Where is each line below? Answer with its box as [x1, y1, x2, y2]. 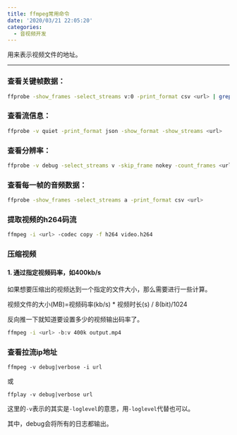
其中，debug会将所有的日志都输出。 [7, 419, 113, 428]
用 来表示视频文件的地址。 [7, 50, 82, 59]
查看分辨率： [7, 146, 51, 156]
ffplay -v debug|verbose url [7, 391, 93, 398]
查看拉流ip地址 [7, 347, 58, 357]
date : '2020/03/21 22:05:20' [7, 17, 93, 24]
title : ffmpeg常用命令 [7, 10, 70, 18]
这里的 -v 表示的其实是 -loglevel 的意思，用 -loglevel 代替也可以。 [7, 405, 195, 413]
